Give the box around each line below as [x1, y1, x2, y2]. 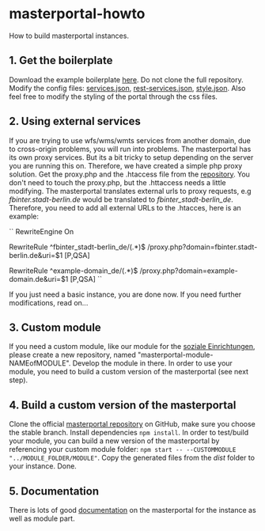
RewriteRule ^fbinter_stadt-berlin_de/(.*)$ [9, 242, 146, 252]
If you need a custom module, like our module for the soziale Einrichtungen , [9, 342, 256, 351]
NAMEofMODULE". [9, 358, 71, 368]
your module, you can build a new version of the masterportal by [9, 436, 220, 446]
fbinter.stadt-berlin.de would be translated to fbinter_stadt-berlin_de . [9, 195, 234, 204]
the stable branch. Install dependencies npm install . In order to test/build [9, 428, 249, 438]
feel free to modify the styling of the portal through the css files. [9, 92, 218, 101]
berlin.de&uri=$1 [9, 250, 63, 260]
